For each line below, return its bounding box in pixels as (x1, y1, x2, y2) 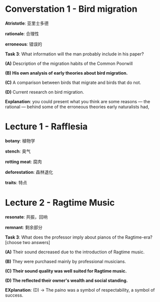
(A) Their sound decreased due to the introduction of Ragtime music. (5, 249, 145, 255)
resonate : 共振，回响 (5, 214, 48, 220)
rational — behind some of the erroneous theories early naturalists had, (5, 104, 150, 110)
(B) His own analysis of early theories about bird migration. (5, 70, 128, 76)
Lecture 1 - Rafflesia (5, 121, 88, 132)
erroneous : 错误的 (5, 41, 43, 47)
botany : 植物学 (5, 137, 35, 143)
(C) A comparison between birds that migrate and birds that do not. (5, 80, 141, 85)
